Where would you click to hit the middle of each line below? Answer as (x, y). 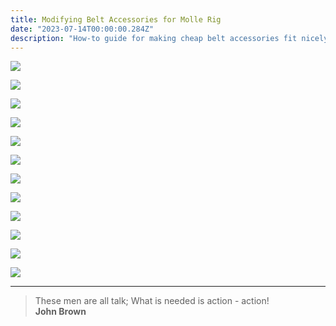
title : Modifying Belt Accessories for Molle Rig (116, 19)
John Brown (60, 312)
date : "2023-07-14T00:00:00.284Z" (82, 29)
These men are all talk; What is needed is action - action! (152, 301)
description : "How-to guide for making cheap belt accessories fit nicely (169, 38)
